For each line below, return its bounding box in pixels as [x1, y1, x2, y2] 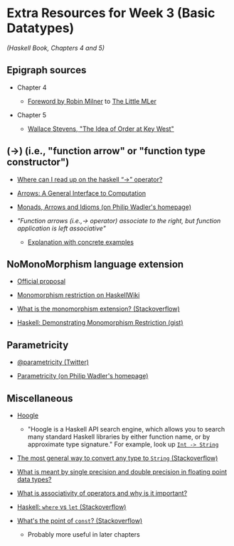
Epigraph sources [6, 64, 87, 76]
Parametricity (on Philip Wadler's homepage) [16, 372, 149, 380]
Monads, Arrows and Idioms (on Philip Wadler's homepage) [16, 203, 192, 211]
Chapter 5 [16, 110, 47, 119]
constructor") [6, 156, 70, 168]
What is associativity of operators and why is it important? [16, 489, 188, 497]
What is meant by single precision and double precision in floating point [16, 468, 227, 476]
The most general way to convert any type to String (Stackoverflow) [16, 454, 218, 462]
